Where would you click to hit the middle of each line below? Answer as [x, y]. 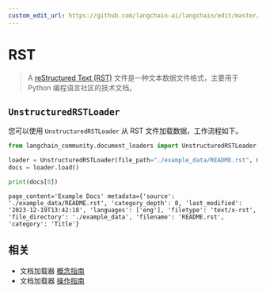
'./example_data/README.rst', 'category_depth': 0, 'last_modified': [125, 203]
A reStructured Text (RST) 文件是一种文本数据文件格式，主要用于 [133, 78]
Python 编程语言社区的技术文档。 [82, 87]
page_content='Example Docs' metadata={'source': [92, 196]
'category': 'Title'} [44, 224]
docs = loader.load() [44, 168]
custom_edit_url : [37, 15]
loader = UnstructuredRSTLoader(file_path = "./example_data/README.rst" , [131, 160]
